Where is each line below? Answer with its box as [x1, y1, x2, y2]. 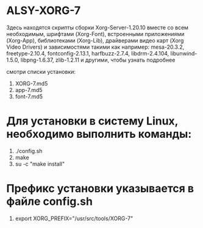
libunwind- [170, 49, 198, 57]
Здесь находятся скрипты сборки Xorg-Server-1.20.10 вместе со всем [6, 24, 189, 31]
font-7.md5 [15, 93, 43, 100]
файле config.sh [6, 194, 93, 208]
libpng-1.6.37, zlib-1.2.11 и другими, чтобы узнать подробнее [20, 56, 176, 63]
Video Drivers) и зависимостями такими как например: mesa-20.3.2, [6, 43, 185, 51]
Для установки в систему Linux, [6, 114, 179, 128]
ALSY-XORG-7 [6, 4, 81, 18]
